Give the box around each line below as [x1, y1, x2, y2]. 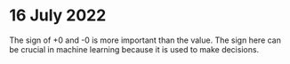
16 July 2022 [9, 5, 107, 26]
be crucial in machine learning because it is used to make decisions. [9, 44, 260, 54]
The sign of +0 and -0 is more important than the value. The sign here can [9, 35, 282, 45]
